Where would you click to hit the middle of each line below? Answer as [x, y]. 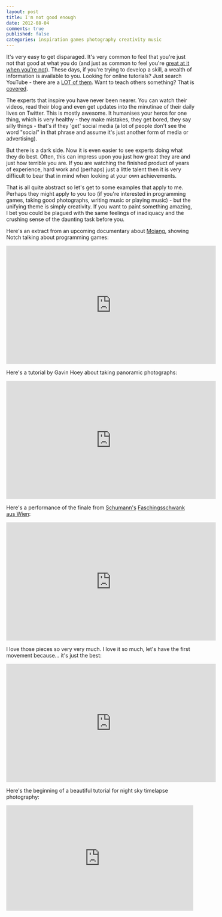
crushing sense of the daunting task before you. [65, 219]
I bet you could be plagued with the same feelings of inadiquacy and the [95, 213]
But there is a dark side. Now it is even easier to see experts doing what [95, 150]
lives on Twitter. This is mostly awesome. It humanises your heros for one [97, 113]
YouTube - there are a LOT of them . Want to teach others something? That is [100, 82]
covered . [17, 89]
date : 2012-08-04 [28, 23]
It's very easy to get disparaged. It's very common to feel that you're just [96, 57]
